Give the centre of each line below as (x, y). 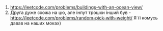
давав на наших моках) (35, 23)
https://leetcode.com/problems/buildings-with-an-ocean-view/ (76, 7)
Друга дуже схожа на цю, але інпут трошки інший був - (71, 12)
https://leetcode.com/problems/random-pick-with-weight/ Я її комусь (84, 18)
